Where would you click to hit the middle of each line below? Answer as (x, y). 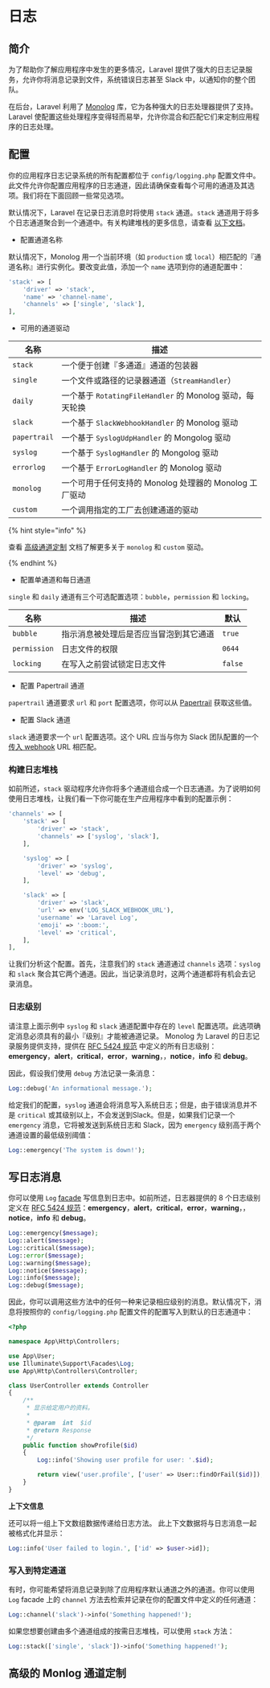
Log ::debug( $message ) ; (46, 1285)
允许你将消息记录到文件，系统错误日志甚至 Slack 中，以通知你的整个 (135, 80)
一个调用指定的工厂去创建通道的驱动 (130, 510)
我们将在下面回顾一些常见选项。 (75, 195)
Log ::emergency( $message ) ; (53, 1233)
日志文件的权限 (90, 649)
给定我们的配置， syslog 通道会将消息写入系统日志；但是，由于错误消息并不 (133, 1105)
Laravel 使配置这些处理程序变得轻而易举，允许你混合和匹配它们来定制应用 (131, 116)
